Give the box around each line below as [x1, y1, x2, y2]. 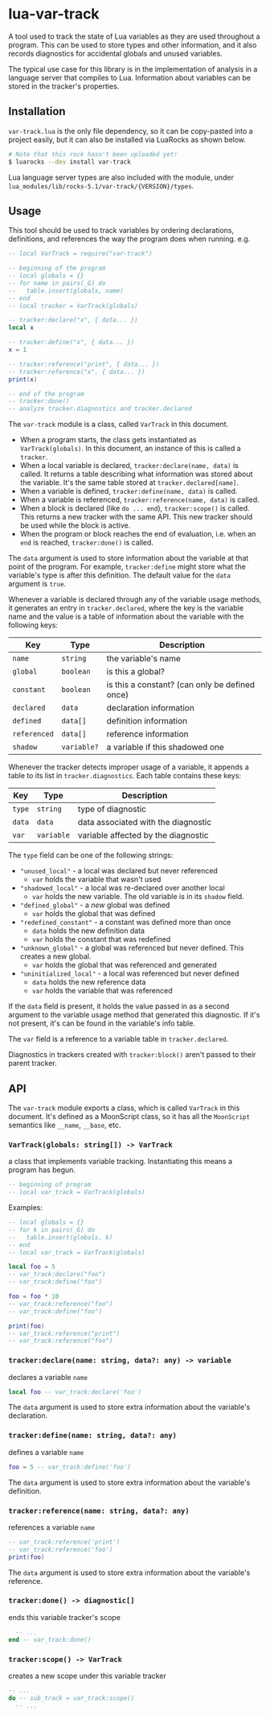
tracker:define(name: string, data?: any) [8, 1431, 177, 1440]
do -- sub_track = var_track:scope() [8, 1693, 135, 1702]
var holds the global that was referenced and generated [31, 960, 217, 970]
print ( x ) [8, 375, 38, 383]
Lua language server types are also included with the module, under [8, 172, 235, 182]
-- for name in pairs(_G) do [8, 279, 106, 287]
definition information [106, 715, 188, 727]
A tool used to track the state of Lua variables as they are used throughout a [8, 31, 260, 41]
